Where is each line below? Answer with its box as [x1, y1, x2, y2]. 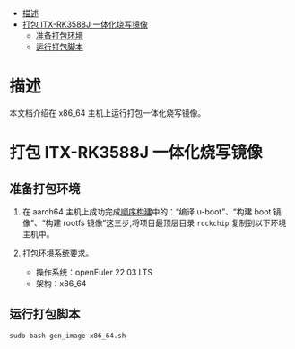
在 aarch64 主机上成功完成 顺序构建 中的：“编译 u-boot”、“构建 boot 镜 [22, 205, 282, 217]
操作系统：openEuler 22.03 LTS [35, 266, 153, 277]
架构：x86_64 [35, 277, 87, 289]
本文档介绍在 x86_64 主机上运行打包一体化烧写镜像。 [9, 107, 206, 118]
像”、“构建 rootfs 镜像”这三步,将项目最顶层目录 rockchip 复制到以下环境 [22, 217, 287, 228]
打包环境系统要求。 [22, 248, 94, 258]
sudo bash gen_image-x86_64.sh [9, 331, 126, 340]
